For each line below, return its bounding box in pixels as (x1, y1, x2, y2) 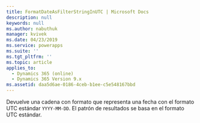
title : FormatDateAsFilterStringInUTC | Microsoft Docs (6, 8, 149, 15)
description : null (6, 14, 52, 20)
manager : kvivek (6, 31, 47, 37)
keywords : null (6, 20, 44, 26)
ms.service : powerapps (6, 43, 63, 49)
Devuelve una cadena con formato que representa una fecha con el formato (6, 98, 195, 106)
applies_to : (6, 65, 36, 71)
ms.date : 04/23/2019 (6, 37, 58, 43)
